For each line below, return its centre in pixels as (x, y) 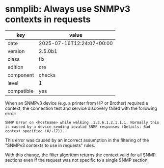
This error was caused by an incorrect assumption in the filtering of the (77, 140)
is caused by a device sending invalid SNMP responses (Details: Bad (78, 127)
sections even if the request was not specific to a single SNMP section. (77, 160)
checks (47, 75)
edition (15, 67)
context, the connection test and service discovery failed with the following (81, 108)
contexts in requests (48, 19)
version (16, 51)
